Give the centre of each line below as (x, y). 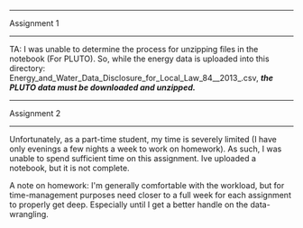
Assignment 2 (35, 113)
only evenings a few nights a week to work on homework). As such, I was (146, 149)
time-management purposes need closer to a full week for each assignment (150, 195)
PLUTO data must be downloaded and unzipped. (102, 87)
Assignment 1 (34, 23)
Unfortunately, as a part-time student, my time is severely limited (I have (143, 139)
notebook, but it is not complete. (69, 168)
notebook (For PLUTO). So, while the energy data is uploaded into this (139, 59)
